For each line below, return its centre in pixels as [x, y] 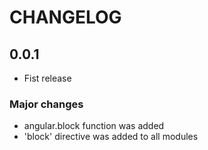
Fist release [47, 78]
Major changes [46, 104]
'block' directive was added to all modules [111, 137]
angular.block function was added [94, 126]
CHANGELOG [65, 17]
